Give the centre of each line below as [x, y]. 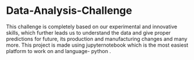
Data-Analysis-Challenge [69, 11]
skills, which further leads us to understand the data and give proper [89, 32]
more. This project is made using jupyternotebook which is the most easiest [97, 45]
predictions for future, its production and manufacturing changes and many [97, 39]
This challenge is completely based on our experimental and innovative [92, 27]
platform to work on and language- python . [58, 51]
